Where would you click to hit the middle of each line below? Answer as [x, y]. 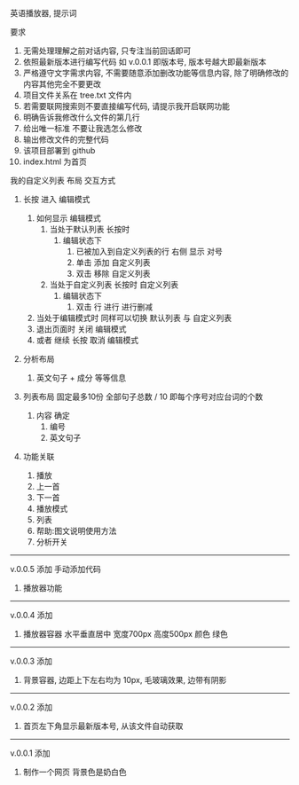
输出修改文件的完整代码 [66, 139]
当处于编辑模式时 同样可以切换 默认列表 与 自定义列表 [134, 318]
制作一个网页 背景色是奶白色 [75, 772]
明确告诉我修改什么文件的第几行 [81, 117]
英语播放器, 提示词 [43, 13]
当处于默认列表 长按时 [90, 229]
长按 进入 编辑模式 [56, 199]
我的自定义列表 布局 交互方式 [63, 181]
